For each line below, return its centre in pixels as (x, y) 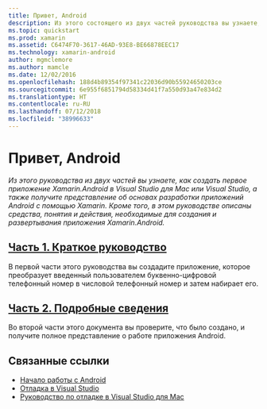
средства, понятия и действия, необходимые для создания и (112, 214)
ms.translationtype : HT (48, 97)
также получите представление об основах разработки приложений (126, 197)
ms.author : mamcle (39, 68)
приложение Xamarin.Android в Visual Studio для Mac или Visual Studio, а (133, 188)
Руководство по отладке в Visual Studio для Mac (102, 397)
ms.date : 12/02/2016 (43, 75)
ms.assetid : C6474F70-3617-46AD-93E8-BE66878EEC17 (94, 45)
